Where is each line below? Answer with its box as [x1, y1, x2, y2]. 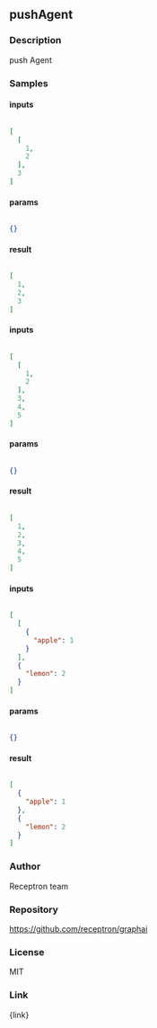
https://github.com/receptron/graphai [9, 923, 148, 934]
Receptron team [9, 881, 69, 891]
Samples [9, 76, 48, 89]
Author [9, 860, 41, 873]
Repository [9, 903, 58, 916]
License [9, 945, 45, 958]
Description [9, 34, 62, 47]
